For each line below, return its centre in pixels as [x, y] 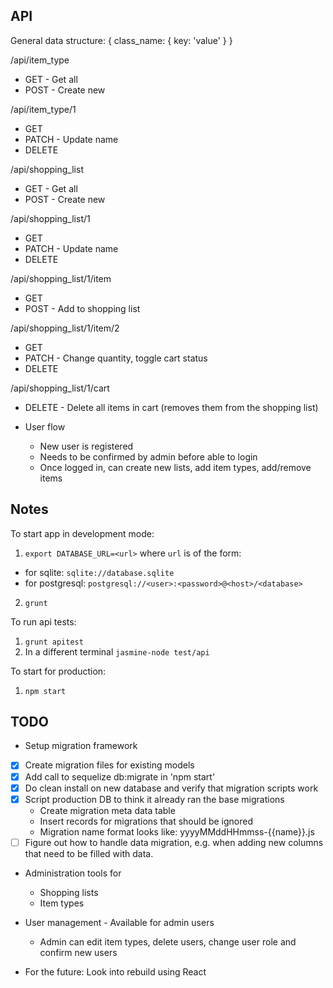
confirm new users [78, 952]
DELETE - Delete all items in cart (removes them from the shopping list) [171, 407]
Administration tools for [73, 873]
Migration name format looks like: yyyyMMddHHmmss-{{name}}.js [177, 831]
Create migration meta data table [107, 810]
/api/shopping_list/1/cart [60, 388]
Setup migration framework [81, 746]
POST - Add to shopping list [82, 308]
